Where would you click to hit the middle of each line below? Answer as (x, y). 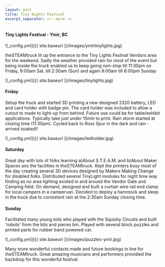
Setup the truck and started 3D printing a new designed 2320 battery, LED (81, 102)
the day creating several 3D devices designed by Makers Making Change (79, 171)
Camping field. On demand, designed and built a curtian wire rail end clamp (82, 186)
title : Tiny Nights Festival (35, 14)
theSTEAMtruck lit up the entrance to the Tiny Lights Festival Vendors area (81, 55)
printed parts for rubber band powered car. (49, 230)
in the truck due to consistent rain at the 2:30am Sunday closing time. (76, 197)
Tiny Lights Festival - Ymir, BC (36, 34)
